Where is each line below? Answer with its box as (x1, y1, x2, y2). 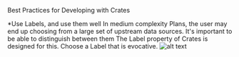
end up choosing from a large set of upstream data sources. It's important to (7, 27, 233, 35)
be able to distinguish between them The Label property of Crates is (7, 34, 208, 43)
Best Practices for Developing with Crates (7, 6, 131, 14)
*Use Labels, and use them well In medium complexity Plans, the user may (7, 20, 228, 27)
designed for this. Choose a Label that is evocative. (7, 42, 158, 50)
